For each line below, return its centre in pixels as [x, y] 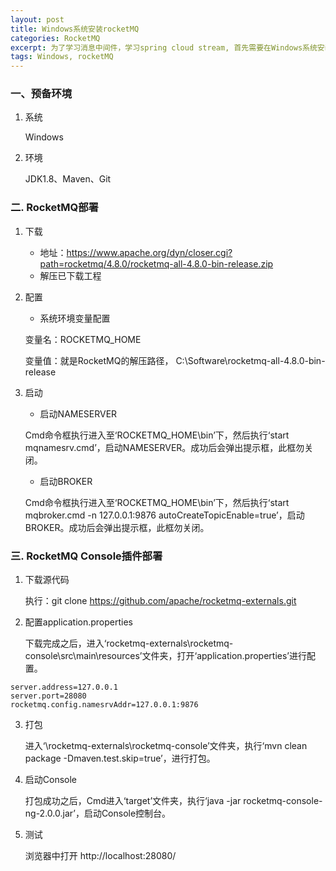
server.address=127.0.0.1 [64, 687]
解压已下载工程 [70, 275]
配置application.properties [79, 622]
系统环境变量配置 [75, 318]
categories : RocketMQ [55, 38]
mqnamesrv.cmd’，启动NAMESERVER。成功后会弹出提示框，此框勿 [164, 447]
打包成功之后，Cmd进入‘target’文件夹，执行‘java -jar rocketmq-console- [173, 801]
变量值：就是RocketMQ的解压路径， [99, 360]
